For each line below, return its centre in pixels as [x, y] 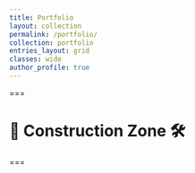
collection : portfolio [51, 43]
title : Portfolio [42, 17]
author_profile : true [50, 68]
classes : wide [36, 59]
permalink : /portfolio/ [54, 34]
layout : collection [46, 26]
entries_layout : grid [50, 51]
